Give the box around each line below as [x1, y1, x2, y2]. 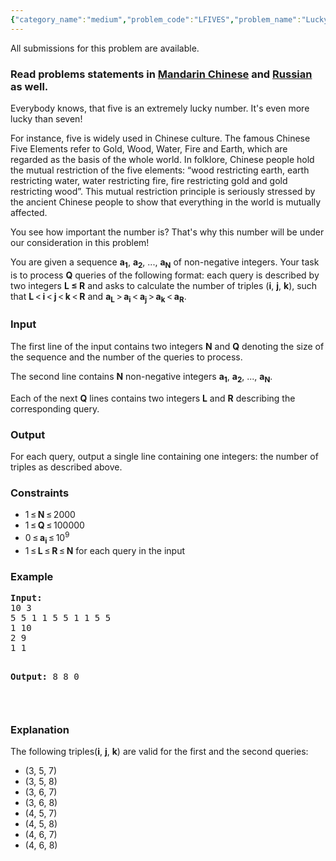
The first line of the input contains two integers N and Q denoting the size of [10, 340, 325, 352]
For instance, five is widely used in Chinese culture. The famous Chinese [10, 132, 311, 144]
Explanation [10, 722, 70, 736]
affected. [10, 206, 48, 218]
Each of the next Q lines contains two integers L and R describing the [10, 392, 296, 404]
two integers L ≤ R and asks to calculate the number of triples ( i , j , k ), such [10, 279, 318, 291]
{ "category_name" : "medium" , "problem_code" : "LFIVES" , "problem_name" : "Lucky [10, 14, 329, 25]
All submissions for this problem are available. [10, 42, 200, 54]
